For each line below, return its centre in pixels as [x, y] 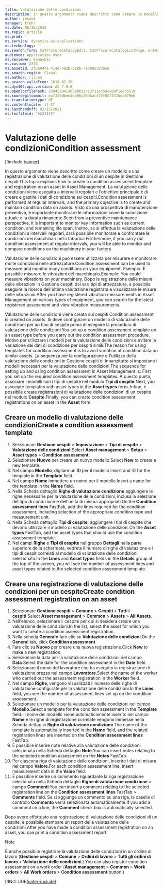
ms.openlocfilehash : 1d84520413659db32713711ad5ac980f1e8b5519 [70, 91]
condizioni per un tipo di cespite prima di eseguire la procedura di [71, 324]
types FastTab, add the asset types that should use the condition [77, 532]
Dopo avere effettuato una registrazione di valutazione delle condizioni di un [81, 817]
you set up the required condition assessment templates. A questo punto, [78, 376]
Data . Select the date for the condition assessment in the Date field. [79, 662]
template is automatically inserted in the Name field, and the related [80, 730]
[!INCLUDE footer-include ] [31, 882]
